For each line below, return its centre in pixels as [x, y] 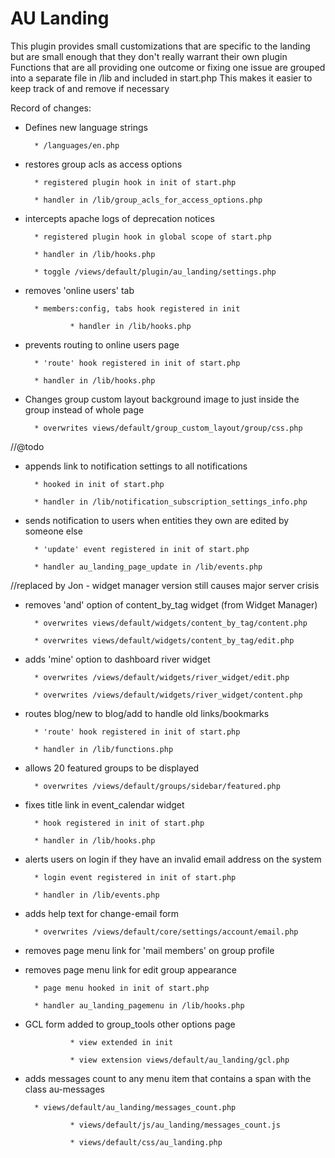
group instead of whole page [84, 409]
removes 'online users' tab [79, 290]
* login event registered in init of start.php [135, 877]
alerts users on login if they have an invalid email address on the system [173, 859]
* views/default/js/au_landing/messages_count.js [175, 1125]
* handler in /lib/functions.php [104, 749]
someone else [53, 531]
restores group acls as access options [103, 164]
